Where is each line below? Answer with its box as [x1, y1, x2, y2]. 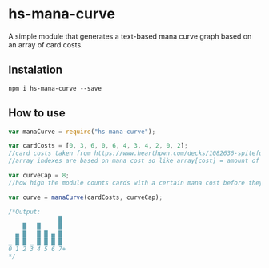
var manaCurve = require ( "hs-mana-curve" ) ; [8, 128, 156, 136]
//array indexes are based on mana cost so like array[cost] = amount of [8, 157, 260, 165]
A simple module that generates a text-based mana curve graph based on [8, 31, 252, 41]
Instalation [8, 63, 62, 77]
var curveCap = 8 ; [8, 172, 70, 180]
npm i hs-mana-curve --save [8, 84, 102, 92]
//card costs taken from [8, 149, 91, 157]
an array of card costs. [8, 39, 83, 49]
